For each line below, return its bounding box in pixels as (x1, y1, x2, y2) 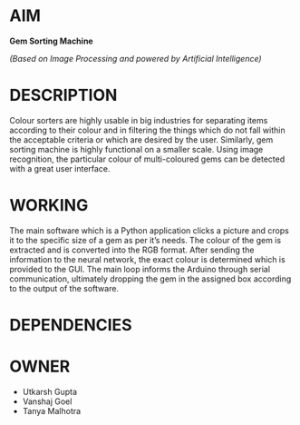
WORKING (9, 195, 89, 216)
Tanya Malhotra (22, 405, 82, 416)
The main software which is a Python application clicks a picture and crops (9, 224, 290, 236)
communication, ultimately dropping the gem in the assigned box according (9, 273, 292, 284)
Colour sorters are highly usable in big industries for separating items (9, 114, 268, 125)
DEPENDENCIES (9, 315, 133, 335)
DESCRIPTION (9, 85, 118, 105)
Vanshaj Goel (22, 396, 73, 407)
